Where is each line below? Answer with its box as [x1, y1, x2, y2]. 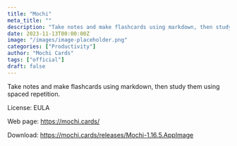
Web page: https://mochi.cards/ [7, 117, 100, 126]
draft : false [7, 63, 46, 70]
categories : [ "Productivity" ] [7, 43, 97, 50]
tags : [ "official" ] [7, 56, 65, 63]
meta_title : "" [7, 17, 52, 24]
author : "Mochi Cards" [7, 50, 74, 57]
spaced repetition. [7, 90, 61, 98]
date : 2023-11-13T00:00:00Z [7, 30, 90, 37]
